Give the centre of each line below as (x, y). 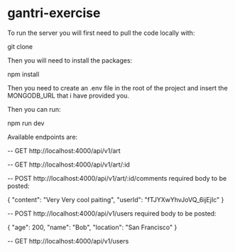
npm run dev (26, 123)
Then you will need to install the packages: (70, 60)
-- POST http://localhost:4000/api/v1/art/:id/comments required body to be (117, 178)
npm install (23, 74)
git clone (20, 46)
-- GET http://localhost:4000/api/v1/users (68, 241)
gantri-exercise (54, 13)
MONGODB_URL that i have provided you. (69, 95)
